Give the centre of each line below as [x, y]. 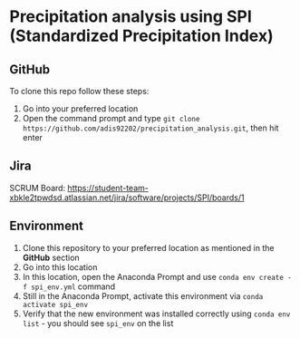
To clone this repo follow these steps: [79, 91]
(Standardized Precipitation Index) [141, 36]
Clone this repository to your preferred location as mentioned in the [148, 247]
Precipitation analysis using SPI [131, 17]
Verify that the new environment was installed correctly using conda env [156, 314]
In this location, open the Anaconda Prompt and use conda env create [153, 276]
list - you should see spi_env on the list [98, 323]
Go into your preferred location [80, 109]
